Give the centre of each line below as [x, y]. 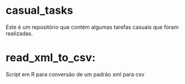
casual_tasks [40, 10]
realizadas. [19, 33]
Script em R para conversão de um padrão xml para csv [75, 74]
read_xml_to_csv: [51, 58]
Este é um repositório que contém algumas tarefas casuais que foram [92, 27]
